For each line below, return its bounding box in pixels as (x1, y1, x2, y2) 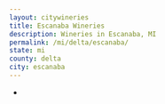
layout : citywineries (9, 12, 90, 22)
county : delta (9, 54, 62, 63)
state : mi (9, 46, 46, 55)
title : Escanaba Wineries (9, 21, 105, 30)
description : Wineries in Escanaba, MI (9, 29, 157, 38)
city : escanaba (9, 63, 66, 72)
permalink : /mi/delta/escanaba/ (9, 37, 129, 47)
